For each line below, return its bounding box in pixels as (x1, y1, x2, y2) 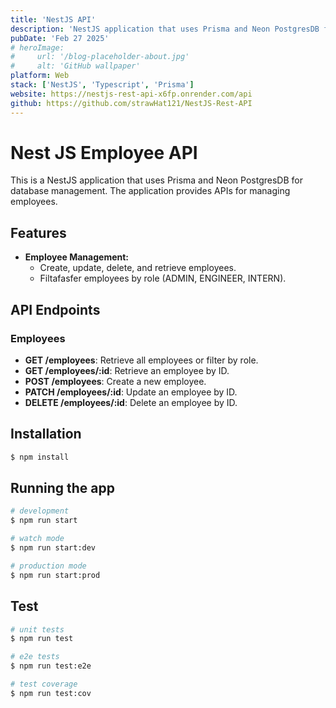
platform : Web (10, 71, 70, 81)
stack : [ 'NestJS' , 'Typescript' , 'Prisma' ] (10, 80, 195, 90)
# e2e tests (10, 652, 60, 662)
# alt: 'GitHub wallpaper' (10, 61, 141, 71)
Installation (10, 426, 82, 443)
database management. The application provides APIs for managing (10, 185, 291, 197)
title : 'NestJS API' (10, 14, 97, 25)
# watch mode (10, 534, 65, 544)
